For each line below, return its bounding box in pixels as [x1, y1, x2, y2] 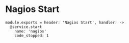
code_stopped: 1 [14, 33, 49, 38]
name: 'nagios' [14, 28, 47, 33]
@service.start [10, 24, 42, 29]
